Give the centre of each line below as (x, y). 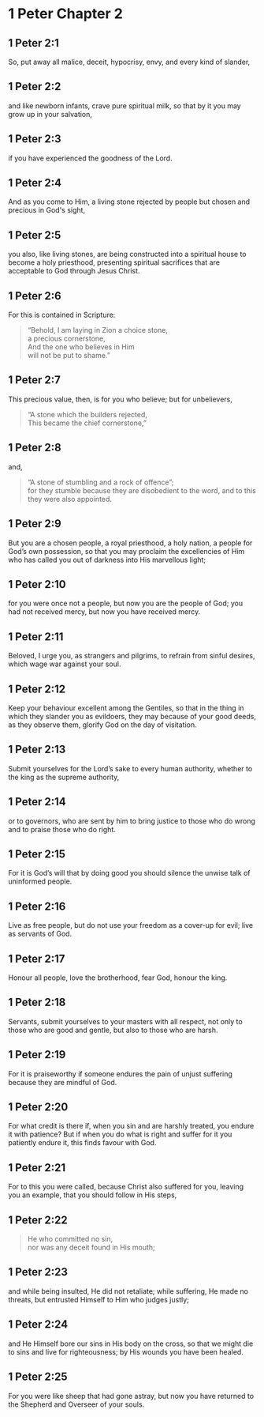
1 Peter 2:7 (34, 380)
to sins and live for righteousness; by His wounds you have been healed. (126, 1351)
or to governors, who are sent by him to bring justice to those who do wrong (132, 821)
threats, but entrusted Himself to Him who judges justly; (99, 1299)
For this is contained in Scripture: (62, 315)
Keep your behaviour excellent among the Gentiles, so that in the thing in (126, 707)
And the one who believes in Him (81, 347)
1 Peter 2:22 (38, 1220)
